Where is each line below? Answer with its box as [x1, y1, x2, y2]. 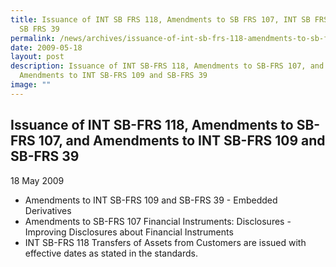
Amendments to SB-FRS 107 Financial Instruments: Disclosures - [24, 215, 292, 227]
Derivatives [24, 204, 72, 216]
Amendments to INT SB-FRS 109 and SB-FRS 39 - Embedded [24, 194, 278, 206]
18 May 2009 [10, 174, 65, 186]
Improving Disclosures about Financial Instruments [24, 226, 234, 238]
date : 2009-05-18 [10, 42, 83, 53]
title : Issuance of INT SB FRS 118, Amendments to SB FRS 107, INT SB [10, 14, 311, 25]
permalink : [10, 33, 56, 43]
